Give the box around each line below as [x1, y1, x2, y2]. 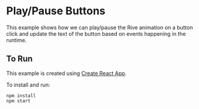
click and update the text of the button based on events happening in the [6, 30, 186, 37]
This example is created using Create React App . [6, 70, 127, 77]
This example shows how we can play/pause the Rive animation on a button [6, 24, 193, 31]
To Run [6, 54, 33, 64]
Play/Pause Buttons [6, 4, 106, 18]
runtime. [6, 36, 27, 43]
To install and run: [6, 81, 51, 88]
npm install [6, 92, 36, 99]
